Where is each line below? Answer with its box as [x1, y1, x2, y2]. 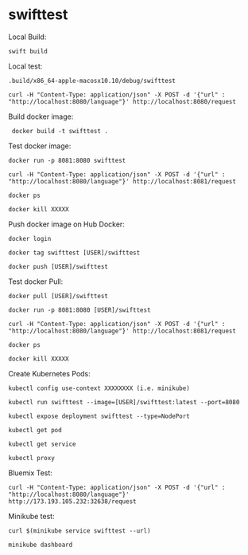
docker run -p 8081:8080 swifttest [8, 156, 126, 164]
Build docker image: [8, 112, 74, 121]
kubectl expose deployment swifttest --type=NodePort [8, 412, 191, 420]
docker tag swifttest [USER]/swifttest [8, 249, 141, 257]
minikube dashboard [8, 541, 73, 549]
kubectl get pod [8, 426, 62, 434]
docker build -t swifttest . [11, 127, 109, 135]
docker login [8, 234, 52, 242]
